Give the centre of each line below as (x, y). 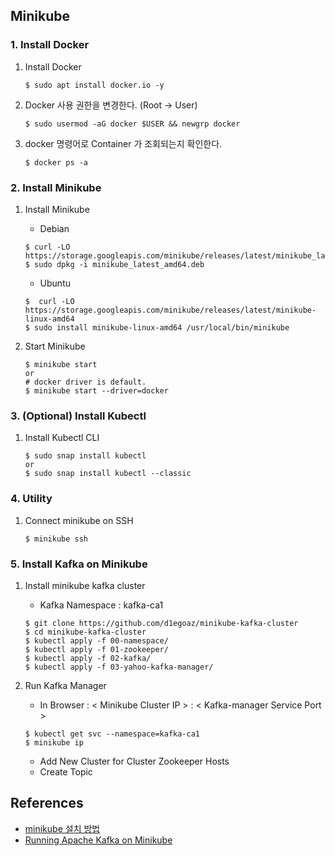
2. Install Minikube (56, 187)
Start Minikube (55, 346)
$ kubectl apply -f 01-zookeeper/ (96, 649)
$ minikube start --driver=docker (96, 390)
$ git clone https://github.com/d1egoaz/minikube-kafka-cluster (161, 623)
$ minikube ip (54, 742)
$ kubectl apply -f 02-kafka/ (88, 658)
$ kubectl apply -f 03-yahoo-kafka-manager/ (119, 667)
